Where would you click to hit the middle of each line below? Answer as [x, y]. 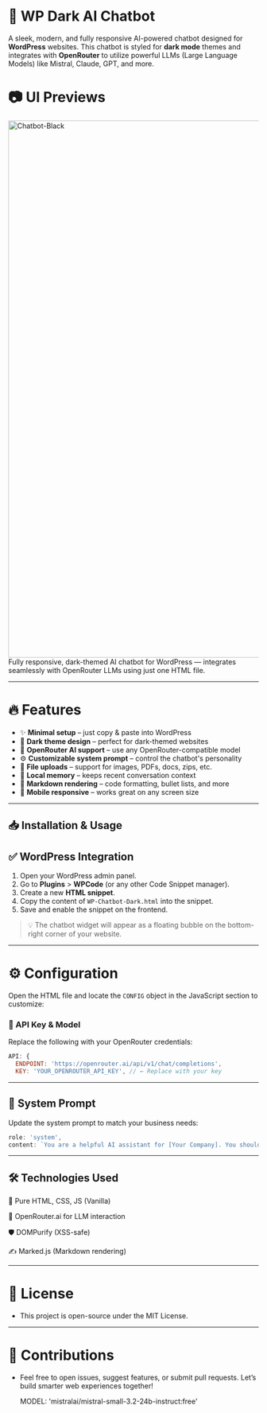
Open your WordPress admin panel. [78, 876]
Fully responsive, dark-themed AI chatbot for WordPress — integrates [122, 662]
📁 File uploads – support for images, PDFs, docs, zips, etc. [116, 766]
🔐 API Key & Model [44, 1024]
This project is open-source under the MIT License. [104, 1316]
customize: [26, 1004]
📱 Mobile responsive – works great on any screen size [109, 792]
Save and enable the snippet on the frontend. [94, 909]
